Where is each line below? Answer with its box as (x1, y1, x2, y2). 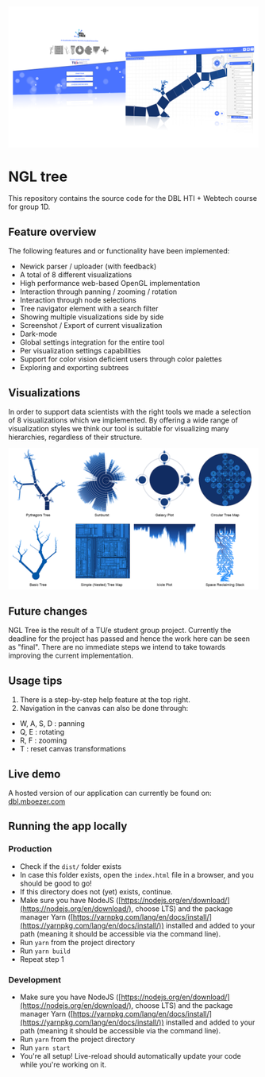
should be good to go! (19, 878, 93, 888)
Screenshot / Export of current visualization (19, 321, 163, 330)
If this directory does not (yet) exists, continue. (19, 886, 173, 896)
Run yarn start (19, 1043, 71, 1052)
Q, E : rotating (19, 728, 65, 737)
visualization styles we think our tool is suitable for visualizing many (8, 424, 229, 434)
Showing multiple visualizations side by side (19, 312, 164, 322)
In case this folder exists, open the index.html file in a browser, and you (19, 870, 254, 879)
